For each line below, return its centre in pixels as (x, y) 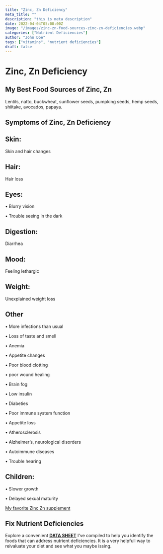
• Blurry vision (20, 206)
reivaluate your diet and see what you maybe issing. (58, 546)
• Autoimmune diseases (30, 451)
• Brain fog (16, 384)
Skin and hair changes (28, 151)
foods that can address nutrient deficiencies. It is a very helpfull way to (78, 541)
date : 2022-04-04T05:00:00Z (34, 24)
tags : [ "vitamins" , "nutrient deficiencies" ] (53, 42)
